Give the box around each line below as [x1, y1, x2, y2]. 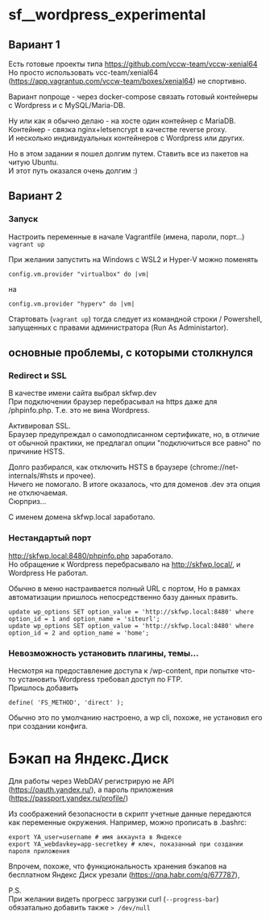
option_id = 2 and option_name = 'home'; [8, 629, 150, 637]
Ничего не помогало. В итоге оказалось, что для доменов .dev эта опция [8, 480, 260, 489]
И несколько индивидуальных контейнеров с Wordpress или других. [8, 133, 245, 143]
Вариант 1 [8, 38, 60, 52]
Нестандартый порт [8, 532, 92, 543]
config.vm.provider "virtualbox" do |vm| [8, 270, 150, 278]
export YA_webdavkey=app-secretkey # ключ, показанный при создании [8, 840, 243, 848]
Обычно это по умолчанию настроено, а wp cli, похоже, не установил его [8, 712, 263, 722]
